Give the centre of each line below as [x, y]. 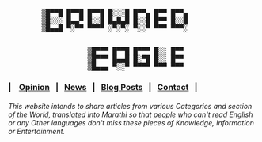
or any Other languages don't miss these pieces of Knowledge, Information [131, 122]
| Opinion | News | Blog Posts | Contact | [103, 87]
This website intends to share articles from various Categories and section [130, 106]
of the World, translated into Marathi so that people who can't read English [131, 114]
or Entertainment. [37, 131]
